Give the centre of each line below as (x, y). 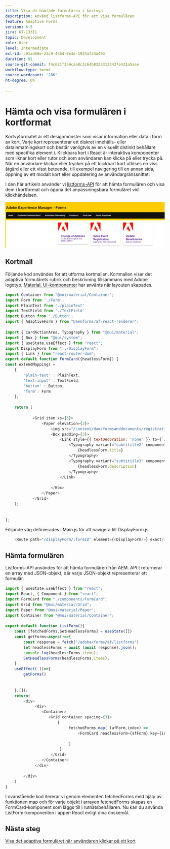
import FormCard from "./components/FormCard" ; (56, 599)
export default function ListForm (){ (45, 626)
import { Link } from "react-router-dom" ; (51, 354)
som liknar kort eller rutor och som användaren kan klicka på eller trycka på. (84, 158)
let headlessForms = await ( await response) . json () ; (80, 647)
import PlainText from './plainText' (45, 306)
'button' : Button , (44, 386)
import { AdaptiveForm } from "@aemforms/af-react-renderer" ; (72, 322)
